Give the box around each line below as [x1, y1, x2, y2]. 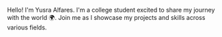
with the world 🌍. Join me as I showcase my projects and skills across [7, 14, 206, 21]
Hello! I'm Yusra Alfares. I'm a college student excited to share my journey [7, 6, 215, 14]
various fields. [7, 23, 47, 32]
